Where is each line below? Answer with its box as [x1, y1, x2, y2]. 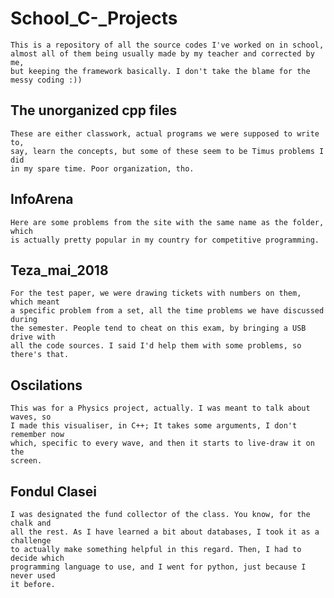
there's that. [10, 350, 70, 360]
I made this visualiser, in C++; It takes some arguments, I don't [10, 421, 298, 431]
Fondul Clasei [10, 483, 98, 500]
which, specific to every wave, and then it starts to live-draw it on [10, 438, 315, 449]
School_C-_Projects [10, 7, 178, 30]
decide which [10, 553, 65, 563]
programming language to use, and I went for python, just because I [10, 562, 307, 572]
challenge [10, 536, 52, 546]
